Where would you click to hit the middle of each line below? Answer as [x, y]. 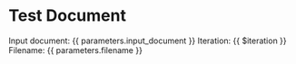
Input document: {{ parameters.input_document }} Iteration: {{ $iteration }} [148, 41]
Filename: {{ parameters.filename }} [75, 50]
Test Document [67, 16]
